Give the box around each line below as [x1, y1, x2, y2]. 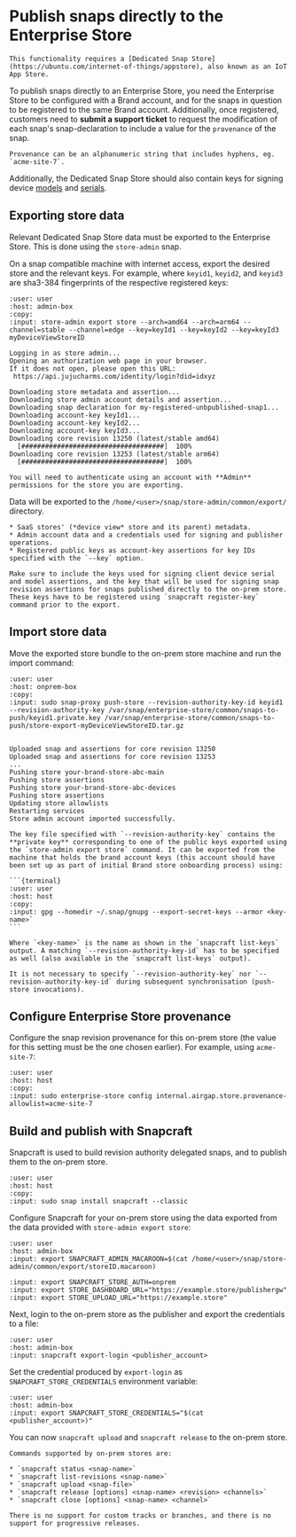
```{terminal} [9, 876, 62, 885]
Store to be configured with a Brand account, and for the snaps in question [9, 95, 283, 106]
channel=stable [9, 325, 66, 334]
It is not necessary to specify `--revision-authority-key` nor [9, 969, 252, 978]
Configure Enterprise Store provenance [9, 1008, 232, 1023]
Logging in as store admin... [9, 349, 121, 357]
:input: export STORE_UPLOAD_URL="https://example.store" [9, 1293, 228, 1303]
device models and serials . [9, 182, 107, 192]
